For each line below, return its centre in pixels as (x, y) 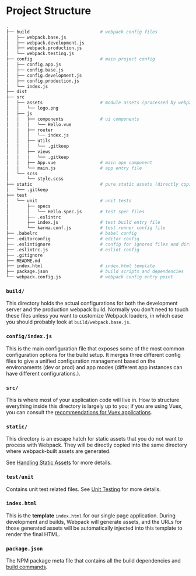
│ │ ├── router (30, 130)
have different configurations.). (43, 373)
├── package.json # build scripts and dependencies (95, 272)
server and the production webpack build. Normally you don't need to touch (97, 309)
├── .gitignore (24, 255)
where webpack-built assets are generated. (58, 451)
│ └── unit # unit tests (69, 200)
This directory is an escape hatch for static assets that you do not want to (94, 439)
